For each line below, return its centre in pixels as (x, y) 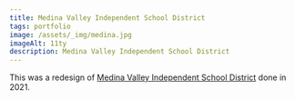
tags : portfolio (40, 26)
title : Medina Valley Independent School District (107, 18)
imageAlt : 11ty (38, 43)
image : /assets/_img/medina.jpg (71, 35)
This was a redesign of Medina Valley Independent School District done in (148, 77)
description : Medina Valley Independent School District (120, 52)
